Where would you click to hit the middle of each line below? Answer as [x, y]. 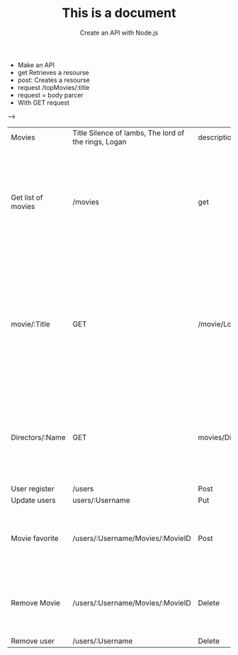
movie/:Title [31, 324]
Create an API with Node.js [119, 33]
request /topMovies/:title [53, 87]
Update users [33, 500]
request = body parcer [50, 95]
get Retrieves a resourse [53, 72]
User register [33, 489]
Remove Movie [35, 603]
